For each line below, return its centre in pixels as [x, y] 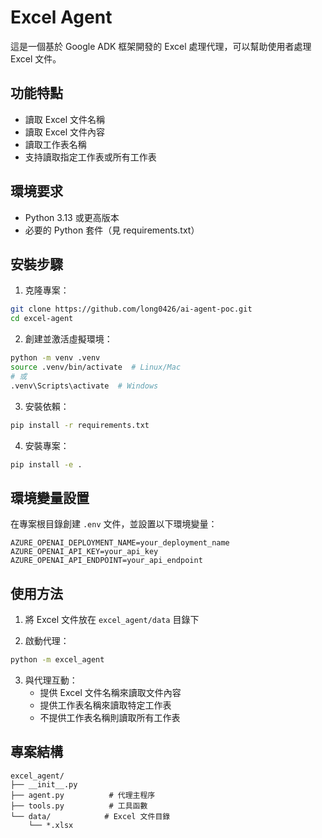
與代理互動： [51, 680]
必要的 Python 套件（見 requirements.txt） [112, 230]
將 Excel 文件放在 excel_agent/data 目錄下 [112, 619]
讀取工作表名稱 [55, 144]
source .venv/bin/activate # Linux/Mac [96, 367]
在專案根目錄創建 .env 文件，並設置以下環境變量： [114, 524]
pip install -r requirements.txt [80, 425]
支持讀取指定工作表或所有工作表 [90, 157]
